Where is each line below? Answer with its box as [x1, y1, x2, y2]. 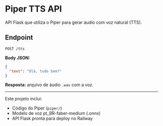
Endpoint [5, 33, 33, 42]
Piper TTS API [5, 3, 62, 15]
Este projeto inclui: [5, 96, 42, 102]
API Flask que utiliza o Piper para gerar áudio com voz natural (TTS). [5, 19, 142, 25]
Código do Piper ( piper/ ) [12, 105, 62, 111]
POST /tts [5, 46, 25, 51]
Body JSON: [5, 55, 31, 61]
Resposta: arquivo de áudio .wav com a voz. [5, 82, 94, 88]
